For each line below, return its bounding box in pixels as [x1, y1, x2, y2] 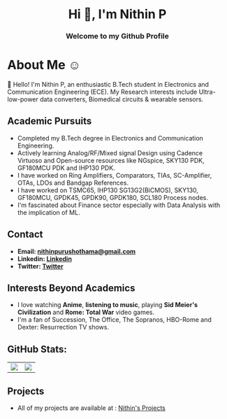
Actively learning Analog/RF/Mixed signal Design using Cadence [17, 148, 203, 157]
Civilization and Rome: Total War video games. [17, 308, 155, 317]
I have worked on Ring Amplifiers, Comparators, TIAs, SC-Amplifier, [17, 171, 212, 179]
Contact [7, 229, 43, 241]
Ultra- [198, 87, 216, 97]
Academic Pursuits [7, 115, 92, 127]
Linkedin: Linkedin [17, 255, 72, 263]
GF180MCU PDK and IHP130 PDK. [17, 164, 115, 172]
